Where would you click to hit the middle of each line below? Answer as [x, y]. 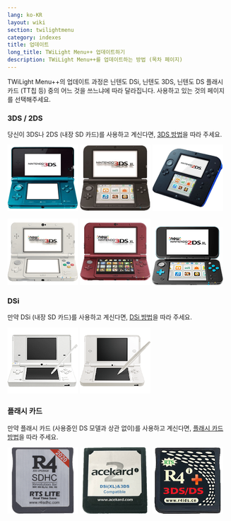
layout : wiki [26, 22]
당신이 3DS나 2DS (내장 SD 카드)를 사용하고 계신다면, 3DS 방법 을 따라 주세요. [115, 134]
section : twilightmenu [41, 30]
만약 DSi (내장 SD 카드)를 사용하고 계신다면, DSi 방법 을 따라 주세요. [100, 317]
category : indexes [34, 38]
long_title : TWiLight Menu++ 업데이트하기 [66, 52]
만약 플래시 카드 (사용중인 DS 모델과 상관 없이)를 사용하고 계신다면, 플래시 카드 [115, 428]
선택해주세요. [33, 99]
